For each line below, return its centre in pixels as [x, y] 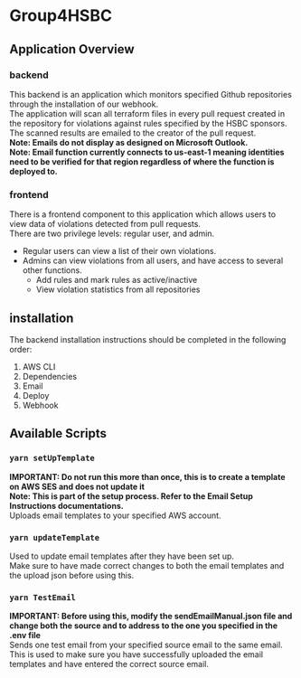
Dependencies [50, 376]
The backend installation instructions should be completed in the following [148, 339]
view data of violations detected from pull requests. [105, 224]
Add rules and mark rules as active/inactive [117, 280]
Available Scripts [58, 433]
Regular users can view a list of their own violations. [119, 251]
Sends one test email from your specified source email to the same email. [146, 645]
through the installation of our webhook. [84, 104]
